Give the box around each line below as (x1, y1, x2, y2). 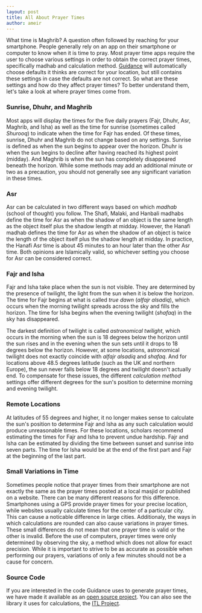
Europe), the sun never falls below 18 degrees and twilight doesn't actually (6, 366, 191, 373)
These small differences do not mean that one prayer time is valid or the (6, 526, 185, 533)
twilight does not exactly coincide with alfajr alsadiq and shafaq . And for (6, 353, 187, 360)
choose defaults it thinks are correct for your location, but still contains (6, 69, 182, 76)
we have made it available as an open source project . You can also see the (6, 593, 192, 601)
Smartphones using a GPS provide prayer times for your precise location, (6, 500, 188, 507)
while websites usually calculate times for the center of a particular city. (6, 507, 185, 514)
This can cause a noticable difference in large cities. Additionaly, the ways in (6, 513, 197, 520)
